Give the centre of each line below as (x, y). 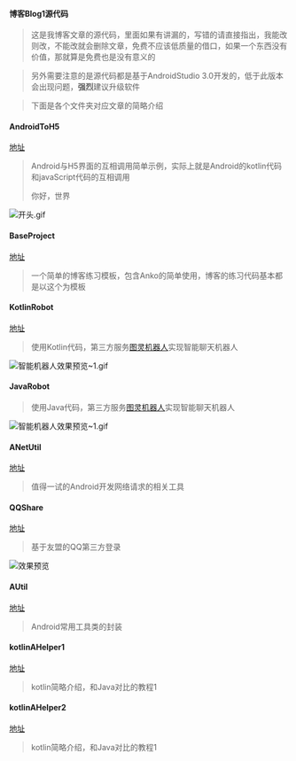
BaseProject (32, 236)
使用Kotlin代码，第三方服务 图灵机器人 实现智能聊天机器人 (134, 346)
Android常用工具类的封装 (76, 626)
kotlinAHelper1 (37, 648)
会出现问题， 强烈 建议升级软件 (85, 87)
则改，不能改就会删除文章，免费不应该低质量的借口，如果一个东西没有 (159, 46)
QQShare (27, 507)
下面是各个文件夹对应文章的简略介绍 (97, 105)
